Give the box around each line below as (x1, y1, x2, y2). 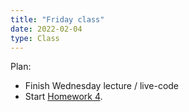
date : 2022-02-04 (10, 24, 83, 34)
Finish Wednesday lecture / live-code (24, 80, 180, 92)
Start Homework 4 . (24, 91, 103, 103)
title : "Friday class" (10, 14, 105, 25)
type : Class (10, 33, 60, 43)
